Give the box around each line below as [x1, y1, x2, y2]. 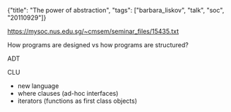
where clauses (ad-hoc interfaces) [17, 89, 119, 97]
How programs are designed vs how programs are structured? [7, 41, 189, 49]
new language [17, 82, 59, 90]
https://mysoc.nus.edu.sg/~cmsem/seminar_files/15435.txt [7, 27, 179, 35]
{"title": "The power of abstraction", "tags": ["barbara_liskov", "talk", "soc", [7, 6, 225, 14]
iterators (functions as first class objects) [17, 97, 138, 105]
